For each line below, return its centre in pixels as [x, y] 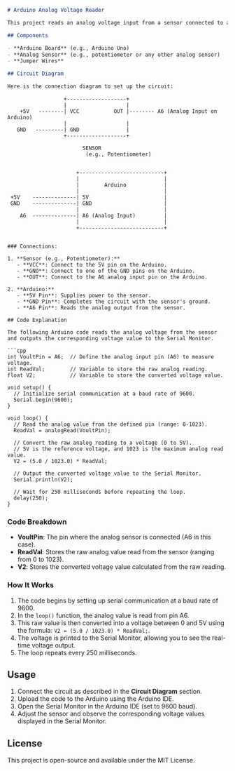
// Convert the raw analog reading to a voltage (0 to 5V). [103, 443]
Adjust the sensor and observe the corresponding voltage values [111, 714]
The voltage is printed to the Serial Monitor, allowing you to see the [114, 638]
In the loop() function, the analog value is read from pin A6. [103, 615]
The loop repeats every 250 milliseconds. [77, 652]
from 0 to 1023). [41, 559]
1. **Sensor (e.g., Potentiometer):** [64, 259]
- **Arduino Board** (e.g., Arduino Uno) [69, 48]
